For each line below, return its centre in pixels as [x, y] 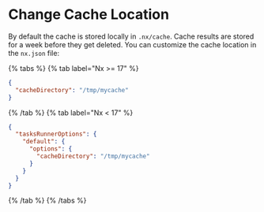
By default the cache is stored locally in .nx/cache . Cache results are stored [131, 36]
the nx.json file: [34, 53]
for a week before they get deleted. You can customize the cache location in [132, 44]
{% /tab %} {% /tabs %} [47, 201]
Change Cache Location [89, 15]
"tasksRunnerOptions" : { [56, 134]
